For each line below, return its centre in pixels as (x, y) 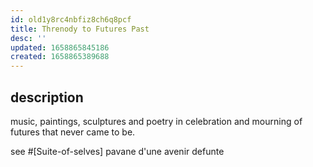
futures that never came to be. (73, 132)
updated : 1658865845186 (60, 47)
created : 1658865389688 (60, 57)
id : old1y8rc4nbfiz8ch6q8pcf (71, 19)
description (47, 97)
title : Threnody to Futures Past (80, 29)
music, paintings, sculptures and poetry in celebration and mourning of (156, 121)
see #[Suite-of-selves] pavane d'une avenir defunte (117, 151)
